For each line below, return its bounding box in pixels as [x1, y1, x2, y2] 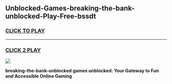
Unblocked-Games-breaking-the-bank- [5, 4, 135, 13]
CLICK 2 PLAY [5, 46, 41, 53]
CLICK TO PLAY [5, 27, 45, 35]
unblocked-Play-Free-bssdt [5, 12, 96, 21]
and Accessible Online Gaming [5, 73, 72, 79]
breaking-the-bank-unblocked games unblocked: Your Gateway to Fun [5, 67, 159, 73]
